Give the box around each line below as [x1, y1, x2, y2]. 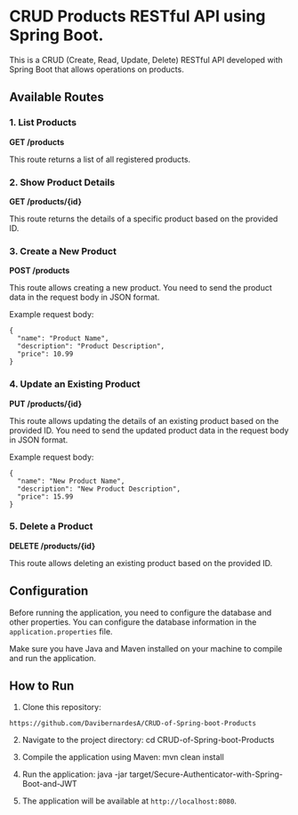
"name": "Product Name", [17, 334, 109, 343]
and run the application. [9, 652, 96, 663]
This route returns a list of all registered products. [9, 154, 191, 164]
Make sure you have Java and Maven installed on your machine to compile [9, 643, 283, 654]
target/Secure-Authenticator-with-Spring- [129, 769, 283, 779]
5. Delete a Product [9, 520, 93, 532]
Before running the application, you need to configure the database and [9, 607, 272, 618]
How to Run [9, 678, 75, 694]
